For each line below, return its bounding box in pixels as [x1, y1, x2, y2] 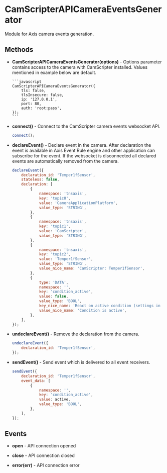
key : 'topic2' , [39, 252, 71, 257]
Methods [5, 45, 34, 54]
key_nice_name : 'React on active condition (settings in [39, 303, 161, 308]
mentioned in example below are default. [12, 69, 96, 75]
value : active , [39, 397, 71, 402]
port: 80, [21, 101, 42, 106]
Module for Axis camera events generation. [5, 31, 94, 37]
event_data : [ [21, 378, 51, 383]
